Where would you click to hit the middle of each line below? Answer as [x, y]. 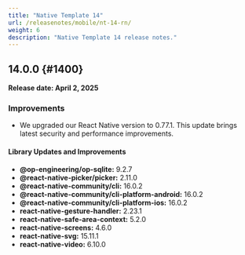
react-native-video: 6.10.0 [62, 244]
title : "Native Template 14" [56, 15]
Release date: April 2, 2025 [53, 88]
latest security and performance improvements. [97, 133]
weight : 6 [24, 30]
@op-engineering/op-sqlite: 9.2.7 [76, 169]
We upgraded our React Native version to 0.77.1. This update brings [128, 126]
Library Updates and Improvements [67, 151]
